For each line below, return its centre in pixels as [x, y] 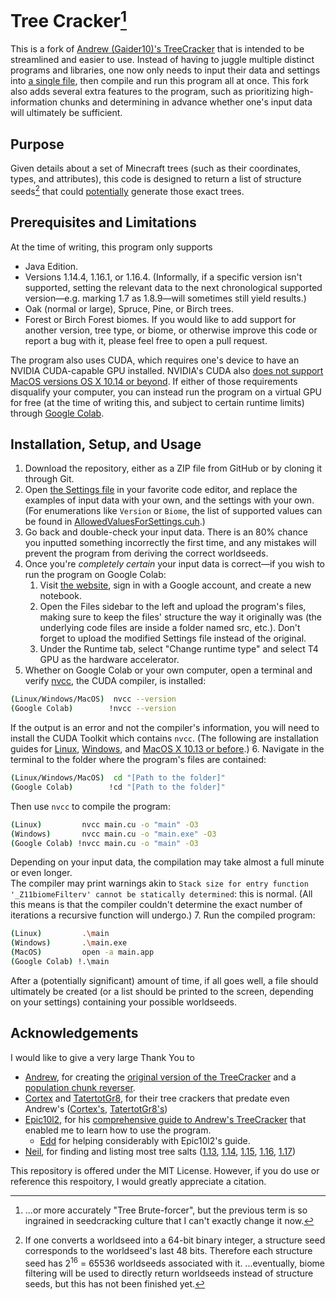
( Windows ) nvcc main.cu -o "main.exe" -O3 [113, 834]
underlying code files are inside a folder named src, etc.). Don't [170, 628]
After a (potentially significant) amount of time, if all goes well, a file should [164, 980]
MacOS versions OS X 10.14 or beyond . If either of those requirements [154, 381]
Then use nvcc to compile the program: [90, 806]
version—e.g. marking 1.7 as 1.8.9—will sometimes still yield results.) [165, 298]
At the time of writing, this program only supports [111, 247]
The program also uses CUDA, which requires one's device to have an [155, 360]
